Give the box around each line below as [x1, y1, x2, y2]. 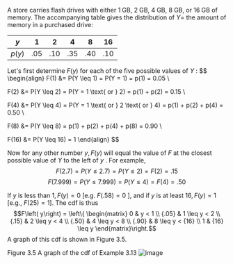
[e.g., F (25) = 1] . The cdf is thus [7, 199, 99, 207]
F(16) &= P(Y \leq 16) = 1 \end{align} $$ [7, 135, 120, 143]
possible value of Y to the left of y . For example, [7, 156, 146, 164]
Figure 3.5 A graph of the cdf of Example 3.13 [7, 249, 137, 256]
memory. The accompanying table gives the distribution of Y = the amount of [7, 13, 227, 22]
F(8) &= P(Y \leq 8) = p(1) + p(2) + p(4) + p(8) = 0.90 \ [7, 122, 162, 130]
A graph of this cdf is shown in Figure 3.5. [7, 236, 127, 243]
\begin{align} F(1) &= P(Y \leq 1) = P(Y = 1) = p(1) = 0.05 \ [7, 74, 170, 82]
